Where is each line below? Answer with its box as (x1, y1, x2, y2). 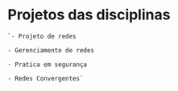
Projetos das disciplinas (7, 6, 171, 24)
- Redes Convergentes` (7, 74, 84, 82)
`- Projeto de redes (7, 32, 77, 40)
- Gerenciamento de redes (7, 46, 94, 54)
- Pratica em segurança (7, 60, 88, 68)
